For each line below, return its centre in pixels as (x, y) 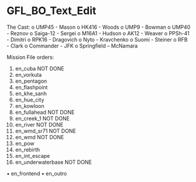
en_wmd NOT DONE (39, 137)
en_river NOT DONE (39, 124)
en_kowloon (30, 106)
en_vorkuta (28, 75)
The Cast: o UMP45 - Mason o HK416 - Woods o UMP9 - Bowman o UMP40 (99, 27)
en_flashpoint (31, 87)
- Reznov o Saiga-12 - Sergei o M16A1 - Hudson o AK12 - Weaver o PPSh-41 (98, 33)
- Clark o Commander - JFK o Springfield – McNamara (72, 46)
